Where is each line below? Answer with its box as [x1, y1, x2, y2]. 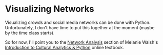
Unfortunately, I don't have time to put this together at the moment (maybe [5, 24, 155, 30]
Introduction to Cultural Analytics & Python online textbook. [5, 44, 124, 50]
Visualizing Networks [5, 3, 94, 15]
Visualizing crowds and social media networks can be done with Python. [5, 19, 151, 25]
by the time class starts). [5, 30, 55, 36]
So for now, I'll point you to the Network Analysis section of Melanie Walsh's [5, 39, 158, 45]
